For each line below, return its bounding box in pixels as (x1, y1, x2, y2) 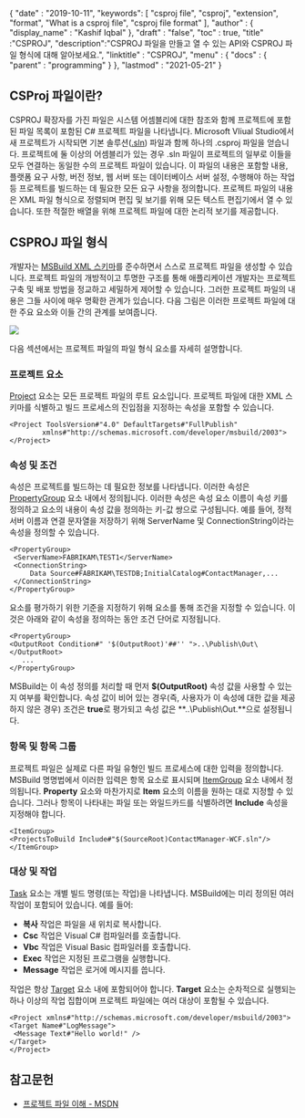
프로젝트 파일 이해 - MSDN (22, 1098, 119, 1109)
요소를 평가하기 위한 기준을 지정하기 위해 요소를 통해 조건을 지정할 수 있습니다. (9, 602, 287, 613)
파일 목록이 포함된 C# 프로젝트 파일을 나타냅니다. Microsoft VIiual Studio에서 (18, 125, 294, 136)
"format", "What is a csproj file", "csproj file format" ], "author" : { (9, 17, 254, 28)
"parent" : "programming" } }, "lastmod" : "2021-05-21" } (9, 59, 222, 70)
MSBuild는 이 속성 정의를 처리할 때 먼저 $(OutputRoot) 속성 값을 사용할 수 (9, 681, 276, 692)
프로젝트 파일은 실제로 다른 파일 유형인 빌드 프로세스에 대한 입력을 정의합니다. (9, 762, 284, 774)
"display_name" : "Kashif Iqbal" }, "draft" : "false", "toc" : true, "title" (9, 27, 264, 37)
